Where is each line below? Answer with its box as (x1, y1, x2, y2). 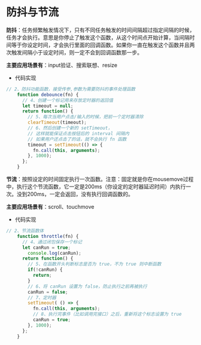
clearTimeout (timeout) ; (28, 120, 87, 126)
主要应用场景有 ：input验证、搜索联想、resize (6, 61, 118, 69)
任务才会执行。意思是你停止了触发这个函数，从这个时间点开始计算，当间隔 (6, 33, 190, 41)
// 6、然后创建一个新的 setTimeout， (28, 125, 112, 132)
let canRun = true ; (22, 245, 71, 251)
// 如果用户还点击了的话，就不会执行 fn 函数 (28, 136, 127, 142)
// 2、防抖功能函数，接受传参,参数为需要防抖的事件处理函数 (6, 86, 136, 92)
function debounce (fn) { (17, 91, 79, 97)
